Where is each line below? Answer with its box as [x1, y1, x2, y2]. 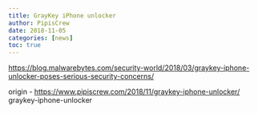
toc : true [8, 41, 42, 49]
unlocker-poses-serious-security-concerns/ [8, 72, 155, 81]
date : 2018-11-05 [8, 26, 67, 34]
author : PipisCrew [8, 19, 70, 27]
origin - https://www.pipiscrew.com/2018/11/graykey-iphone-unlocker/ [8, 87, 240, 96]
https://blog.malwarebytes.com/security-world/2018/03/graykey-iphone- [8, 63, 250, 72]
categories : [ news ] [8, 33, 74, 42]
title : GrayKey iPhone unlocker [8, 11, 116, 20]
